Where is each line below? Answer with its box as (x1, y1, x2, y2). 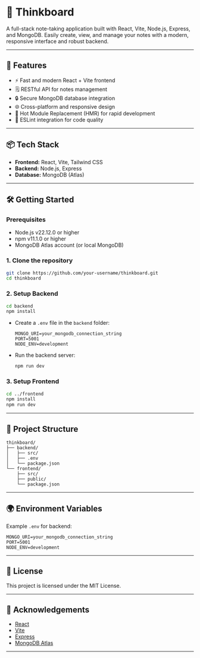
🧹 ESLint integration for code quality (14, 116, 104, 123)
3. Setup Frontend (6, 377, 60, 386)
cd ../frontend (6, 391, 44, 397)
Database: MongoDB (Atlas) (14, 171, 85, 178)
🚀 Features (6, 61, 47, 71)
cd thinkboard (6, 275, 42, 281)
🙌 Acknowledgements (6, 604, 90, 615)
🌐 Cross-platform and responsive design (14, 103, 115, 110)
